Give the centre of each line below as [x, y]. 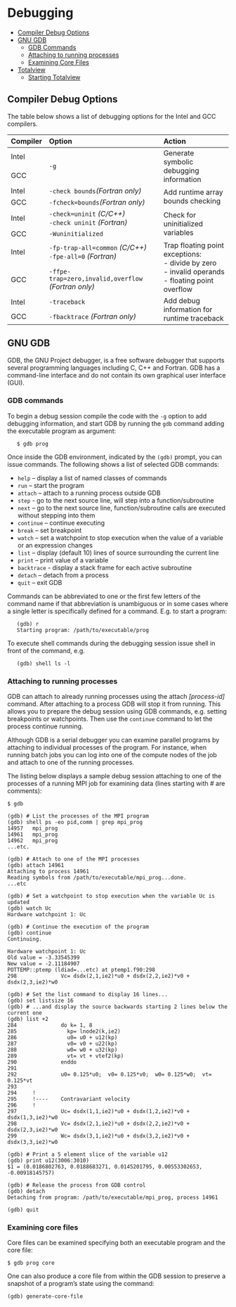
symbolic [178, 162]
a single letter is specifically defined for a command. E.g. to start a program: [117, 611]
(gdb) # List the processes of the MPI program [78, 816]
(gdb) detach [26, 1192]
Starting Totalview [54, 77]
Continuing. [25, 939]
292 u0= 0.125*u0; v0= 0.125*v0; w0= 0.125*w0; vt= [110, 1075]
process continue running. [45, 726]
